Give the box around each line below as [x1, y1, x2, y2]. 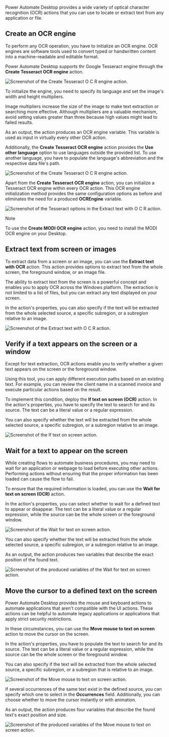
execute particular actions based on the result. [5, 387, 102, 393]
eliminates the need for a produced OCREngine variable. [5, 196, 123, 202]
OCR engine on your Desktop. [5, 230, 67, 236]
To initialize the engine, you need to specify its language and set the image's [5, 88, 164, 94]
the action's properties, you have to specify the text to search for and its [5, 402, 155, 408]
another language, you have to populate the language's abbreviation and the [5, 155, 163, 161]
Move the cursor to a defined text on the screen [5, 586, 157, 595]
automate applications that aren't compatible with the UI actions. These [5, 605, 153, 611]
